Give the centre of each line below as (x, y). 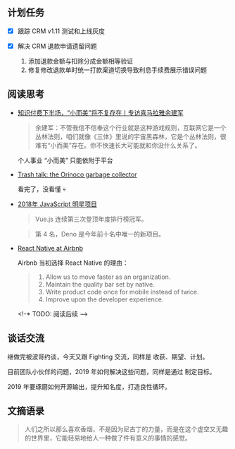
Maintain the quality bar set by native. (100, 284)
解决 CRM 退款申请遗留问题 (57, 46)
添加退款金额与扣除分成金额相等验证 (81, 61)
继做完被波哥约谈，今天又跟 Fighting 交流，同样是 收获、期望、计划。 (108, 357)
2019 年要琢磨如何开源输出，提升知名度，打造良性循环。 (89, 386)
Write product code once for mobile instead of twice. (122, 292)
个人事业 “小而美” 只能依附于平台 (65, 160)
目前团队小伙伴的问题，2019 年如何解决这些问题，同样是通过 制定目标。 (112, 371)
